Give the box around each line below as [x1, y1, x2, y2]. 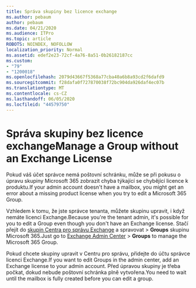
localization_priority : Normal [6, 47, 83, 53]
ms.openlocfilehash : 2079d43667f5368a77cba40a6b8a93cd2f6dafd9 [6, 74, 165, 80]
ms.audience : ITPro [6, 31, 54, 36]
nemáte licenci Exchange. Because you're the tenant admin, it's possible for [6, 214, 189, 221]
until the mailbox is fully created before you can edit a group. [6, 275, 154, 282]
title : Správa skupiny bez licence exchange [6, 8, 117, 15]
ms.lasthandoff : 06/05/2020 [6, 96, 75, 102]
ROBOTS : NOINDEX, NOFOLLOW [6, 42, 72, 48]
